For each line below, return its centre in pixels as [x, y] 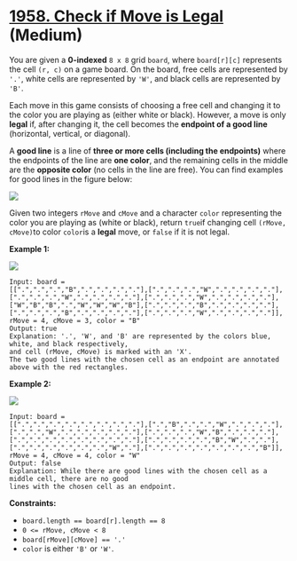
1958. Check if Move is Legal [117, 16]
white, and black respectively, [69, 344]
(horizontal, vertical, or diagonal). [70, 133]
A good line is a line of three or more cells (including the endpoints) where [148, 150]
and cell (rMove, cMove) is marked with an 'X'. [101, 352]
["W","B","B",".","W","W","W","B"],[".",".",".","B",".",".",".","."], [144, 305]
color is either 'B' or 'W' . [68, 549]
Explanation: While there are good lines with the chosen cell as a [138, 471]
